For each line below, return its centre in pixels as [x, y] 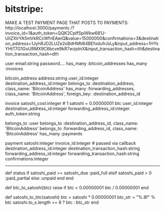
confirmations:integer [27, 158]
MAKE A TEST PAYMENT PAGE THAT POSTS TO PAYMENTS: [67, 23]
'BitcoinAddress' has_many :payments [44, 133]
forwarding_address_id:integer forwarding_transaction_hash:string [72, 154]
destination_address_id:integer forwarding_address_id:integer [68, 108]
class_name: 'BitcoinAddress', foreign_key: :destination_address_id [73, 94]
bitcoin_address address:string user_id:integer [52, 78]
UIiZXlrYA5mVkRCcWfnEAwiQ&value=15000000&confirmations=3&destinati [82, 38]
